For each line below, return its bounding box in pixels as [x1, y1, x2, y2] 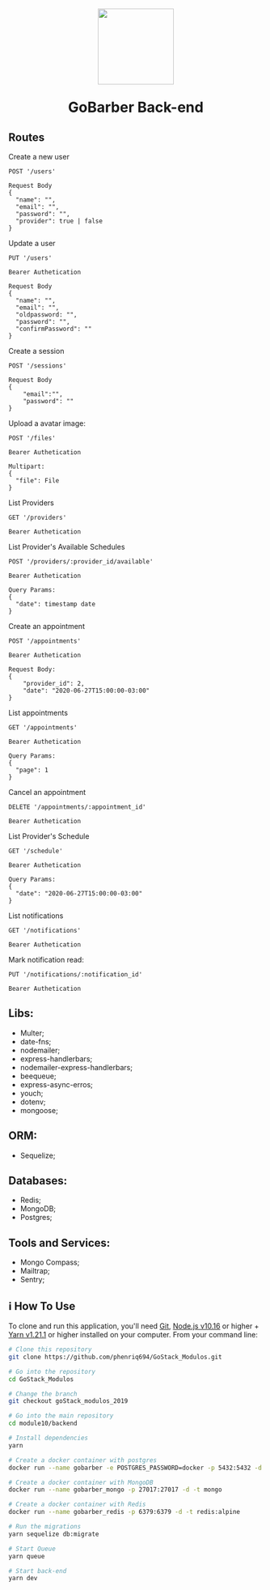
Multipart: [8, 462, 45, 470]
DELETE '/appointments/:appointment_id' [8, 803, 147, 811]
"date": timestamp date [15, 600, 95, 608]
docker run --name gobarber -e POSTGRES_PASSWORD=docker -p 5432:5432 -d [8, 1464, 263, 1472]
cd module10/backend [8, 1419, 78, 1428]
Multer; [19, 1028, 44, 1038]
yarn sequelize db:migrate [8, 1530, 99, 1538]
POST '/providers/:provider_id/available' [8, 558, 154, 566]
